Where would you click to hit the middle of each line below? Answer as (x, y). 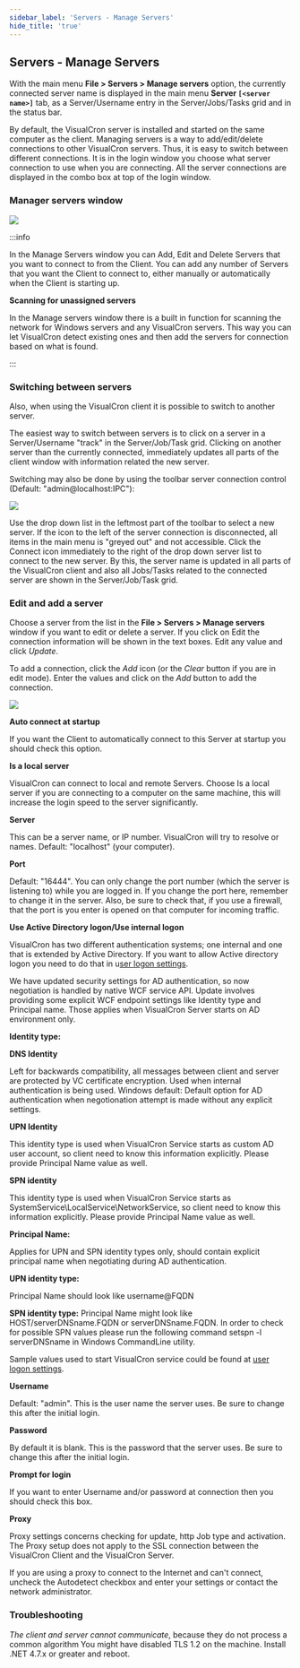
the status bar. (36, 112)
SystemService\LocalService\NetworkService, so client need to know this (145, 1207)
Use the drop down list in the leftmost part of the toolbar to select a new (142, 523)
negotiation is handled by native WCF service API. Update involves (132, 990)
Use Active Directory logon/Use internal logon (97, 928)
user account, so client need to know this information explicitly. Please (139, 1154)
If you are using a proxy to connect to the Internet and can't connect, (137, 1573)
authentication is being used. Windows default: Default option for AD (136, 1091)
